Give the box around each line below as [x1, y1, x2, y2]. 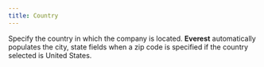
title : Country [8, 11, 59, 20]
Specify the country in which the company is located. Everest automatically [8, 33, 256, 43]
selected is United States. [8, 50, 92, 60]
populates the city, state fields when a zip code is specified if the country [8, 41, 249, 52]
